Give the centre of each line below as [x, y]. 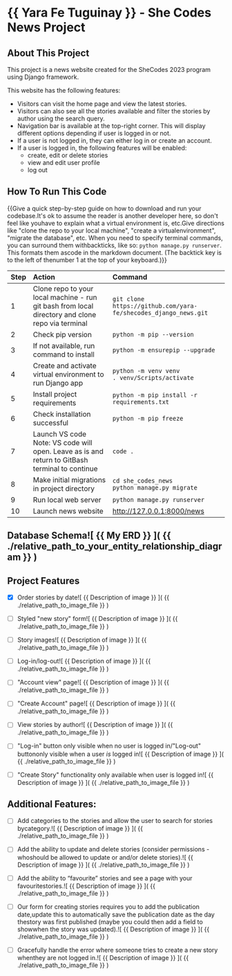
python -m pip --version [154, 334]
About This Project [48, 53]
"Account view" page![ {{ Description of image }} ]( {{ [93, 683]
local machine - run [65, 297]
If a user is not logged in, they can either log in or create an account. [114, 141]
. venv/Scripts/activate [154, 378]
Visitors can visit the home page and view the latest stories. [102, 104]
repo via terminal [60, 323]
